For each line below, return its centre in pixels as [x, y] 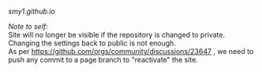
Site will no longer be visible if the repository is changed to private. [117, 35]
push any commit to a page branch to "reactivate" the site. [103, 59]
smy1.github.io [32, 11]
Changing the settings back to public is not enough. [92, 43]
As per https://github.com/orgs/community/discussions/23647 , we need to [131, 51]
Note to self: [28, 26]
